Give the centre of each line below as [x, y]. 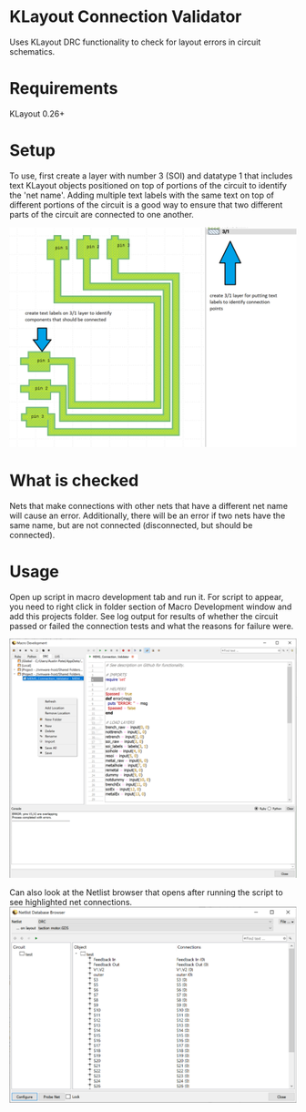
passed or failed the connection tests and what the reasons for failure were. [152, 626]
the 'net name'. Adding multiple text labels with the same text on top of [142, 195]
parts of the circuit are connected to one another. [102, 214]
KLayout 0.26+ [37, 113]
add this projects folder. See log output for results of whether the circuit [144, 616]
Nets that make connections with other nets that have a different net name [149, 505]
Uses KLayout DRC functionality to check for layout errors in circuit [135, 42]
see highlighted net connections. [71, 902]
